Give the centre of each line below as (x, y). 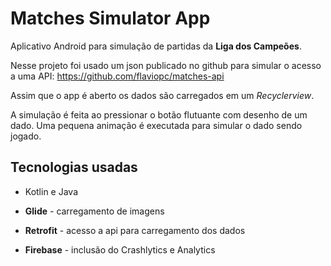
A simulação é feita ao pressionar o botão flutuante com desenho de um (159, 114)
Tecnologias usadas (74, 167)
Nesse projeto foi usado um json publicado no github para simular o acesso (166, 65)
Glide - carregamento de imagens (94, 211)
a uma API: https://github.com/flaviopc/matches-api (117, 76)
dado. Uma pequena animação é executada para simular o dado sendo (156, 125)
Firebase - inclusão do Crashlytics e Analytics (120, 249)
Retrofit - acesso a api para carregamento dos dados (135, 230)
